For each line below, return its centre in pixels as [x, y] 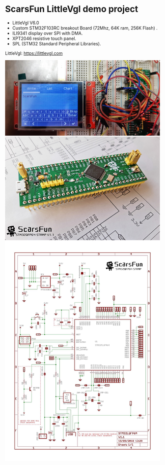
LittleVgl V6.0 [26, 23]
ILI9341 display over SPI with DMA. [47, 33]
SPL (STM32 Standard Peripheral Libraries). [56, 43]
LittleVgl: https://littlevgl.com [34, 53]
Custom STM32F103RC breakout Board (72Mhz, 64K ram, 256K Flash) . [85, 28]
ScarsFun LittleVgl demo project [72, 9]
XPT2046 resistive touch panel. [44, 38]
